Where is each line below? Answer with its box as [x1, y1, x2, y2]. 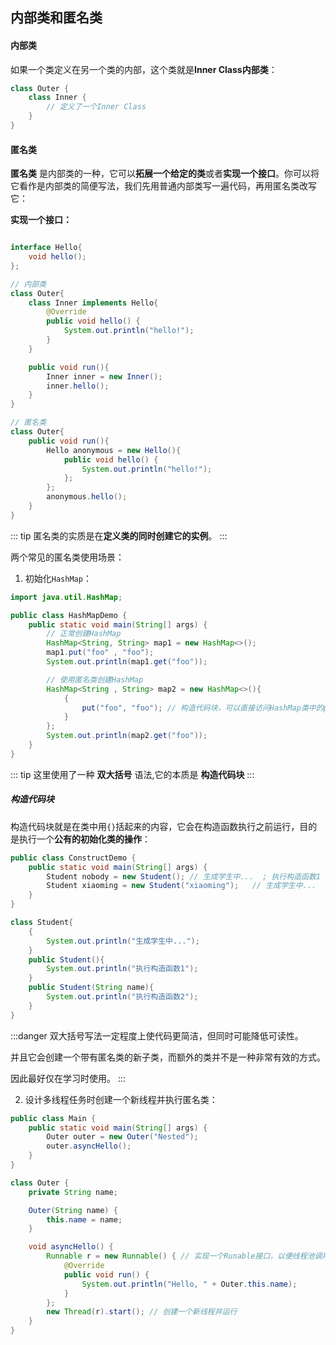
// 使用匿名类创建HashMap [46, 674, 144, 685]
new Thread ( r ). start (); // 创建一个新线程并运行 [46, 1307, 238, 1317]
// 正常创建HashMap [46, 629, 122, 639]
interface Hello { [10, 243, 83, 253]
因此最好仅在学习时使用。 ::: [10, 1072, 127, 1084]
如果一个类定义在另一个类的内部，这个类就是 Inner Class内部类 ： [10, 63, 278, 75]
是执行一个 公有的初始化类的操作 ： [10, 833, 151, 845]
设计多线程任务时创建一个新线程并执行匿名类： [24, 1093, 218, 1105]
